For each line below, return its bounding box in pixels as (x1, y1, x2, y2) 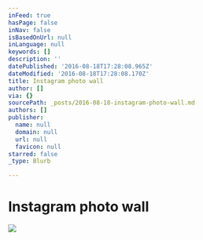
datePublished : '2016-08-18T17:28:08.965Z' (8, 63, 153, 71)
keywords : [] (8, 48, 51, 56)
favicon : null (15, 143, 61, 151)
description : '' (8, 56, 61, 64)
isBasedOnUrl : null (8, 33, 72, 42)
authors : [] (8, 107, 47, 115)
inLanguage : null (8, 41, 65, 49)
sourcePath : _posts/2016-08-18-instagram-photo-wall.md (8, 99, 195, 107)
